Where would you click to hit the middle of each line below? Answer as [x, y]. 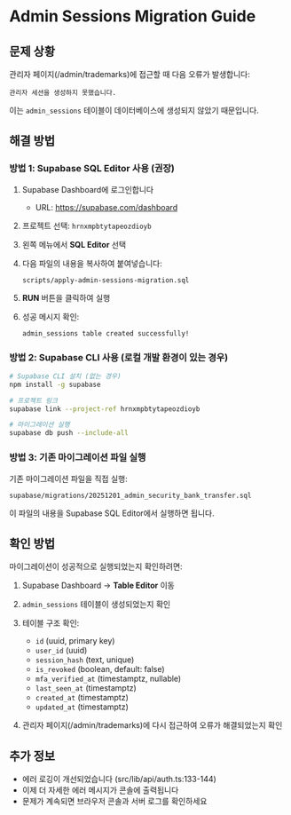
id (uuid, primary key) [75, 641]
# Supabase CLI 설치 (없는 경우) [65, 376]
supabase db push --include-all [69, 433]
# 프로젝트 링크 [34, 400]
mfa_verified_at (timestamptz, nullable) [108, 679]
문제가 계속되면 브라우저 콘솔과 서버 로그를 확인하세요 [114, 802]
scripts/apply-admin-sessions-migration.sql [106, 280]
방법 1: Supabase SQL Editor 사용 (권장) [92, 169]
